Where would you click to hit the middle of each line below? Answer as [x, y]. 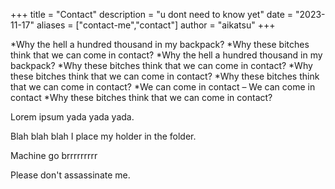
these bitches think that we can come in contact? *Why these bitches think [165, 76]
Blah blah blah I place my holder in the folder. [103, 136]
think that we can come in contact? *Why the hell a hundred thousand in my [166, 55]
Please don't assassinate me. [70, 175]
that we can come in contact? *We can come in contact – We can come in [163, 87]
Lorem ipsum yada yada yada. [72, 117]
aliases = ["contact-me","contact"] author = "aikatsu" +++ [156, 25]
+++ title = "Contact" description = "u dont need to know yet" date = [152, 14]
